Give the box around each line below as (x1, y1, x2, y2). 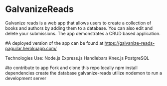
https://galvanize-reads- (104, 40, 155, 46)
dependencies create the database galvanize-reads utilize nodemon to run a (5, 70, 163, 76)
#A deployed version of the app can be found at (5, 40, 104, 46)
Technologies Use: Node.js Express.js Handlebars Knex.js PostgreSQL (5, 55, 150, 61)
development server (5, 75, 46, 81)
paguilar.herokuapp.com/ (5, 45, 57, 51)
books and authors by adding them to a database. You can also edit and (5, 25, 153, 31)
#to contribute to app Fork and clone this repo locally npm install (5, 65, 138, 71)
